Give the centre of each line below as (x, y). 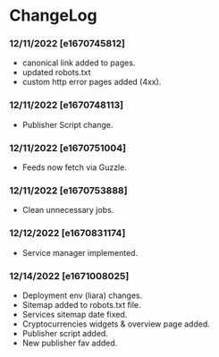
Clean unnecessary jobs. (68, 210)
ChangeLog (53, 16)
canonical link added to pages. (79, 63)
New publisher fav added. (70, 343)
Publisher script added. (65, 333)
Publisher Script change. (67, 124)
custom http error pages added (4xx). (92, 82)
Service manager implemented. (80, 252)
